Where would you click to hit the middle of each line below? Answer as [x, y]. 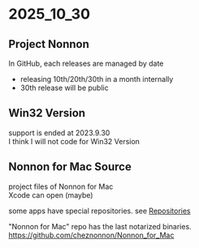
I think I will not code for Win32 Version [74, 141]
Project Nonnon [49, 44]
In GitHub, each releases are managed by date [86, 63]
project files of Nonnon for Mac [61, 186]
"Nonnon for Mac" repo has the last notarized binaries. [100, 226]
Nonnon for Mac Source [70, 167]
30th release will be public [64, 88]
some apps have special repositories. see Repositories [99, 211]
